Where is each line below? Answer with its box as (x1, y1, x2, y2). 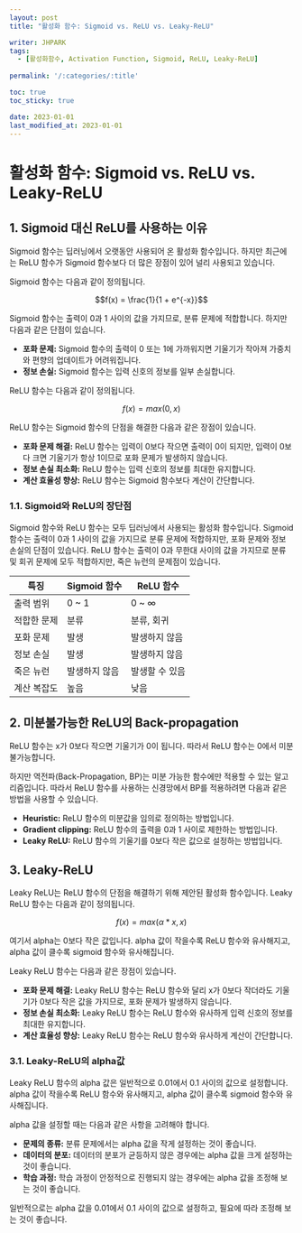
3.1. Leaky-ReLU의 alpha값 (9, 1055, 125, 1068)
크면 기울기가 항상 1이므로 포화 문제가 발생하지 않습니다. (32, 452, 228, 463)
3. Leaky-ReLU (9, 862, 94, 877)
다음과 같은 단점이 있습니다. (9, 324, 106, 335)
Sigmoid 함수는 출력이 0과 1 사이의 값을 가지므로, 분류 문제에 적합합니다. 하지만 (9, 313, 288, 324)
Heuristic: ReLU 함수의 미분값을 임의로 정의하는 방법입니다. (22, 813, 234, 824)
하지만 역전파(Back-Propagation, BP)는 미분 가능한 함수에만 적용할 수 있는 (9, 771, 272, 782)
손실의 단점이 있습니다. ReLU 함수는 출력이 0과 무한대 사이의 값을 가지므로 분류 (9, 544, 287, 555)
